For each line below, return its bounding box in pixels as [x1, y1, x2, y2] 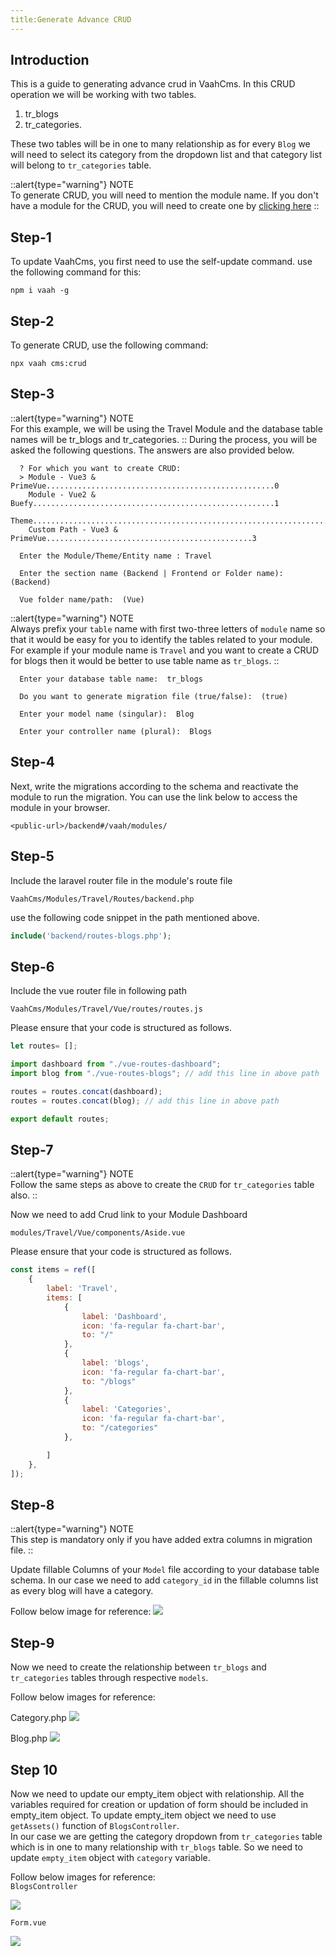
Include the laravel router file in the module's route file [10, 874, 233, 886]
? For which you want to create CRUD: [19, 463, 182, 473]
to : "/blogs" [81, 1376, 137, 1386]
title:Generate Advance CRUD [10, 14, 132, 25]
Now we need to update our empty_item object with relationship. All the [10, 1787, 305, 1800]
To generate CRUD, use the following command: [10, 339, 209, 351]
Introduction [10, 52, 90, 69]
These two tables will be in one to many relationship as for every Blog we [10, 138, 311, 150]
